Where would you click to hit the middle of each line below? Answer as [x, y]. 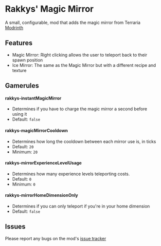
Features [19, 43]
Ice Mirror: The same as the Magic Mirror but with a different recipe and [84, 65]
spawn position [27, 60]
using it [19, 114]
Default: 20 [23, 146]
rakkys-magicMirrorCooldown [36, 130]
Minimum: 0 [24, 184]
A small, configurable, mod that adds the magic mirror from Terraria [73, 22]
